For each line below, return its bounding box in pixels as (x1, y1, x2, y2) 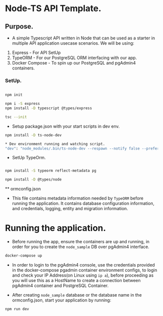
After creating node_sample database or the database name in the (12, 292, 142, 298)
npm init (5, 93, 23, 98)
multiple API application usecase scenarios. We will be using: (12, 40, 134, 46)
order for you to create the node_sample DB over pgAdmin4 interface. (12, 244, 149, 250)
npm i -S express (5, 101, 40, 106)
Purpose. (5, 22, 33, 31)
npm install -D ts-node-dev (5, 133, 62, 137)
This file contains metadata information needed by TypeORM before (12, 195, 144, 201)
